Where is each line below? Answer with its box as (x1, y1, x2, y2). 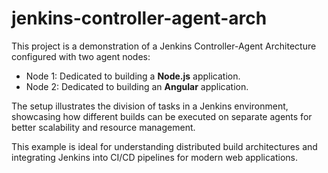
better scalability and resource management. (11, 121, 196, 133)
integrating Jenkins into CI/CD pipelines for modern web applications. (11, 151, 299, 163)
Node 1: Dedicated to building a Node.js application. (25, 70, 241, 82)
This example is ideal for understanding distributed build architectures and (11, 140, 318, 152)
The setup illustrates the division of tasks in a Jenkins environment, (11, 100, 289, 112)
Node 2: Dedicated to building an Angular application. (25, 80, 249, 92)
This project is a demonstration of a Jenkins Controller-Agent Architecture (11, 40, 317, 52)
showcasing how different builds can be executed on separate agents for (11, 110, 313, 122)
